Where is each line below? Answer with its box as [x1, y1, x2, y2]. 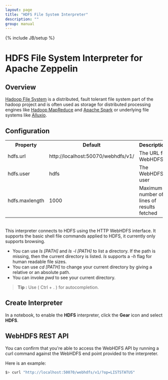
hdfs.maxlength [7, 197, 44, 204]
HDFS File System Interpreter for [5, 52, 143, 64]
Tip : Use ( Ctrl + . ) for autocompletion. [17, 284, 99, 290]
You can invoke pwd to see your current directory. [12, 274, 116, 280]
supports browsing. [5, 238, 45, 244]
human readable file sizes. [12, 258, 67, 265]
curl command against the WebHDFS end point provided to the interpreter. [5, 350, 158, 356]
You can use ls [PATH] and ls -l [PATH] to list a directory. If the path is [12, 248, 156, 254]
